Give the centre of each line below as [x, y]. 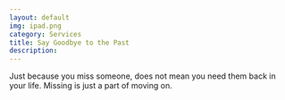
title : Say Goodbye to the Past [69, 42]
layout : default [39, 17]
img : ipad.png [36, 26]
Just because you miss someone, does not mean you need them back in [142, 76]
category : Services [46, 34]
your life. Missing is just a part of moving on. [91, 86]
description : [34, 51]
